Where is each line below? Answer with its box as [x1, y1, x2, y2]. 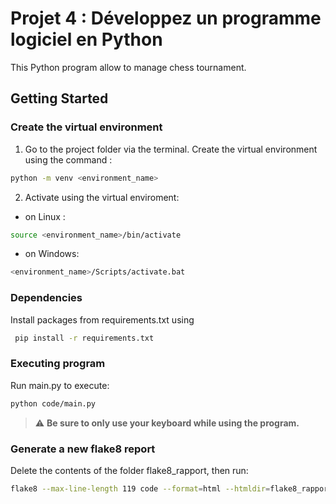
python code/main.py [10, 398, 97, 409]
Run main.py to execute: [10, 379, 110, 391]
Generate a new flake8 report [10, 442, 156, 456]
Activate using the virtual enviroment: [24, 191, 180, 203]
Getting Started [10, 90, 109, 107]
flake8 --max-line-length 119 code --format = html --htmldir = [10, 483, 271, 494]
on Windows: [24, 248, 80, 260]
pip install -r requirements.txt [14, 333, 155, 343]
